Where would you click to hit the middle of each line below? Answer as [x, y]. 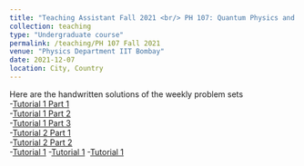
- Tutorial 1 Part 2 [40, 113]
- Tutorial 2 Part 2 [41, 142]
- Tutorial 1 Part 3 [40, 122]
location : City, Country [56, 69]
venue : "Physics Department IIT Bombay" [87, 52]
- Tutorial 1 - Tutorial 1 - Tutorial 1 [67, 151]
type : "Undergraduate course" [67, 34]
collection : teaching [51, 26]
